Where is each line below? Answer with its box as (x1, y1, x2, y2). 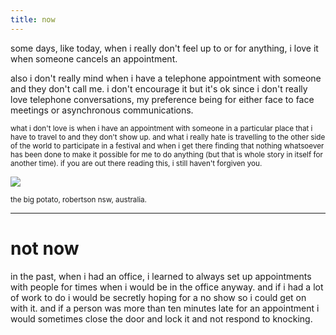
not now (10, 237, 80, 260)
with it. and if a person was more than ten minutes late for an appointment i (10, 302, 320, 314)
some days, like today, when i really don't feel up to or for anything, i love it (10, 42, 319, 54)
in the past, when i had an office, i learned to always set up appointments (10, 270, 312, 282)
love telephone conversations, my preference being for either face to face (10, 93, 315, 105)
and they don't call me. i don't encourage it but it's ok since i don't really (10, 82, 308, 95)
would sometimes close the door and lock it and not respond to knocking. (10, 312, 313, 325)
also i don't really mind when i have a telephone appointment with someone (10, 72, 322, 84)
